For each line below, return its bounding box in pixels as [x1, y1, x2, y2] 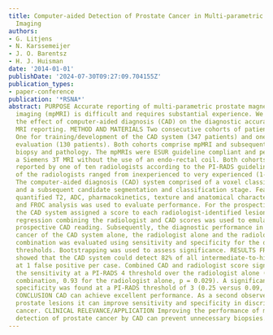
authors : [8, 27, 38, 35]
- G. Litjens [8, 34, 53, 43]
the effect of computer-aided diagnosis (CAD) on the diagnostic [15, 118, 242, 126]
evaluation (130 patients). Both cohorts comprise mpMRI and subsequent [15, 140, 267, 149]
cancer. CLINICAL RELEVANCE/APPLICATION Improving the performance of [15, 307, 260, 315]
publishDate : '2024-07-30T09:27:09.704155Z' [8, 72, 162, 80]
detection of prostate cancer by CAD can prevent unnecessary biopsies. [15, 314, 267, 322]
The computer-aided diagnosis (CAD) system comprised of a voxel [15, 178, 242, 187]
